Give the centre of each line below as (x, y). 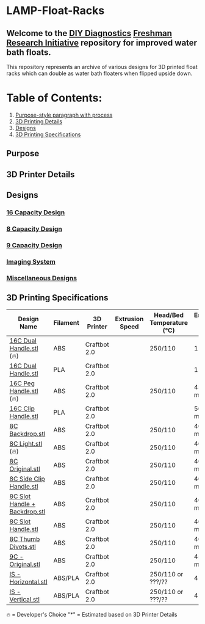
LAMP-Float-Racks (56, 11)
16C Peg (22, 383)
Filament (66, 322)
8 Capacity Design (34, 228)
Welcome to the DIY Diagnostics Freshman (89, 33)
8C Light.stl (26, 443)
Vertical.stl (24, 599)
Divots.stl (23, 546)
